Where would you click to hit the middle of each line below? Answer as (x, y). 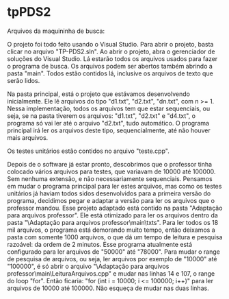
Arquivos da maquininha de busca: (56, 31)
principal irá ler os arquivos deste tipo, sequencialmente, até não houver (109, 130)
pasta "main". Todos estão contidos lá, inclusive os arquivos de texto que (110, 73)
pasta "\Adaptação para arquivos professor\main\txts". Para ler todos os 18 (113, 222)
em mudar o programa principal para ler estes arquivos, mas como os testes (114, 186)
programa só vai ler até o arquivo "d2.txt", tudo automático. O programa (108, 123)
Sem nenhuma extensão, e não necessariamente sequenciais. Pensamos (110, 178)
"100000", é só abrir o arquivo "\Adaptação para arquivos (88, 266)
